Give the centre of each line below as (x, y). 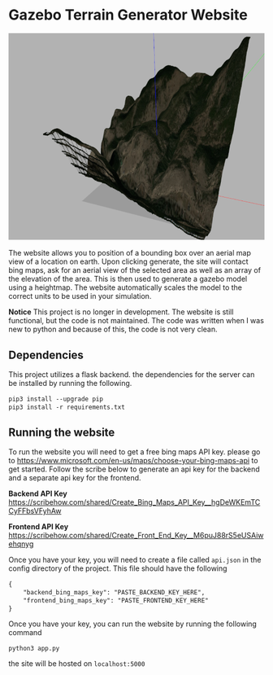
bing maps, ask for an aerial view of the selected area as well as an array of (135, 270)
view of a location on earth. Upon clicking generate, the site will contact (129, 261)
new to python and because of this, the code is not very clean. (113, 329)
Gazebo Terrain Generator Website (128, 15)
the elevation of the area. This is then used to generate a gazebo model (128, 279)
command (25, 632)
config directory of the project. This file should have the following (118, 568)
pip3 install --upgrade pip (56, 399)
